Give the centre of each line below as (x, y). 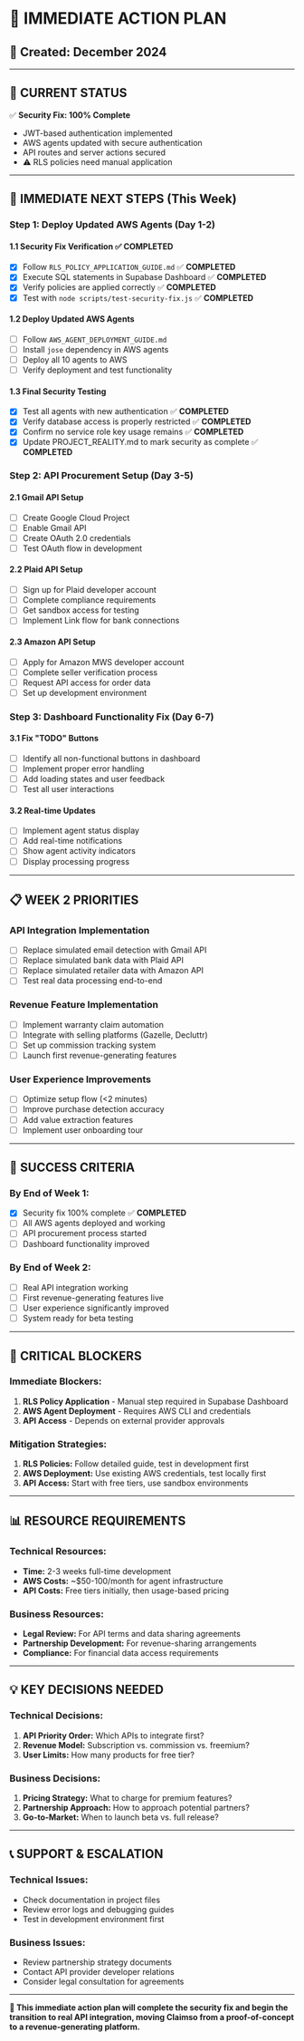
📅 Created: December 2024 (88, 52)
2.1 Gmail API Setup (47, 497)
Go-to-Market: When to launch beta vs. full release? (120, 1817)
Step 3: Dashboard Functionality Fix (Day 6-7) (112, 717)
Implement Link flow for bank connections (101, 621)
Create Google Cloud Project (76, 518)
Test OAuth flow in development (82, 548)
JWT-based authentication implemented (98, 133)
